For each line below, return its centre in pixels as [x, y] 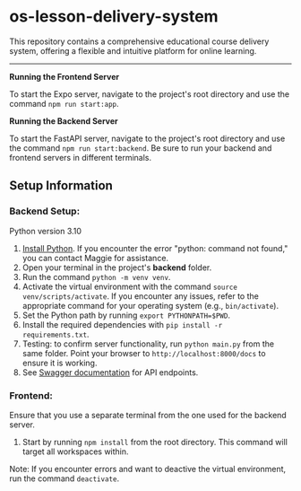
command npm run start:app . [64, 103]
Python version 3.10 [46, 231]
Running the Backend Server [64, 121]
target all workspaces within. [75, 452]
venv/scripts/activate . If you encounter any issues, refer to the [141, 296]
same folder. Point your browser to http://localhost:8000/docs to [144, 353]
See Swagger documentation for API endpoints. [110, 372]
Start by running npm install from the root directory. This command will [155, 442]
